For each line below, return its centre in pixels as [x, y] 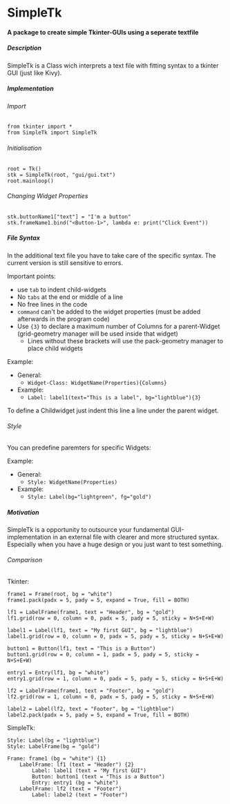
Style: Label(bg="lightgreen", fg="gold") [89, 497]
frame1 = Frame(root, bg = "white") [60, 594]
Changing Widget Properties [48, 196]
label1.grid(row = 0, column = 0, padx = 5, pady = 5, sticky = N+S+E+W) [116, 637]
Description [25, 48]
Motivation [23, 512]
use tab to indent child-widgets [62, 289]
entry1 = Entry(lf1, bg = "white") [58, 673]
